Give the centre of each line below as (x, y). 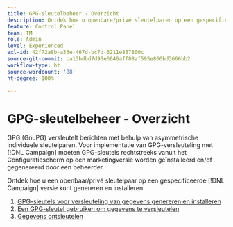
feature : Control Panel (42, 26)
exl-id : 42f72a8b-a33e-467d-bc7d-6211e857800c (76, 53)
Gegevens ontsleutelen (50, 217)
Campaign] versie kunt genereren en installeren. (76, 188)
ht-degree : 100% (31, 78)
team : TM (20, 33)
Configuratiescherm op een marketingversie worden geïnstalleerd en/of (110, 160)
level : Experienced (35, 46)
